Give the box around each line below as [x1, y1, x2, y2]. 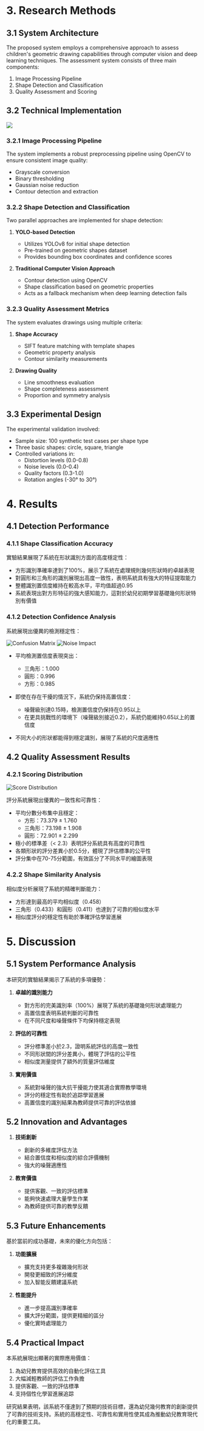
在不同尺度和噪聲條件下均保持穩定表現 [24, 1017, 120, 1024]
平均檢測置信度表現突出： [15, 652, 80, 659]
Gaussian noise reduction [15, 182, 79, 189]
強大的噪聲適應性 [24, 1161, 67, 1169]
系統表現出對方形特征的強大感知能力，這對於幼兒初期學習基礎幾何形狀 [15, 590, 191, 597]
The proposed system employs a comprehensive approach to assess [6, 44, 179, 51]
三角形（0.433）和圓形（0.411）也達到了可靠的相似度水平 [15, 906, 160, 913]
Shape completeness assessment [24, 385, 109, 392]
